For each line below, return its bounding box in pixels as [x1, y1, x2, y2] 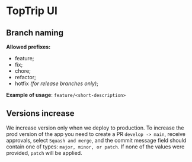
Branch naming [6, 28, 64, 38]
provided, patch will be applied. [6, 149, 82, 156]
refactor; [14, 74, 37, 80]
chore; [14, 67, 31, 74]
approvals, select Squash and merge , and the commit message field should [6, 137, 187, 144]
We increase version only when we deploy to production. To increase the [6, 124, 184, 131]
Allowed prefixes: [6, 43, 51, 50]
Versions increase [6, 108, 75, 119]
